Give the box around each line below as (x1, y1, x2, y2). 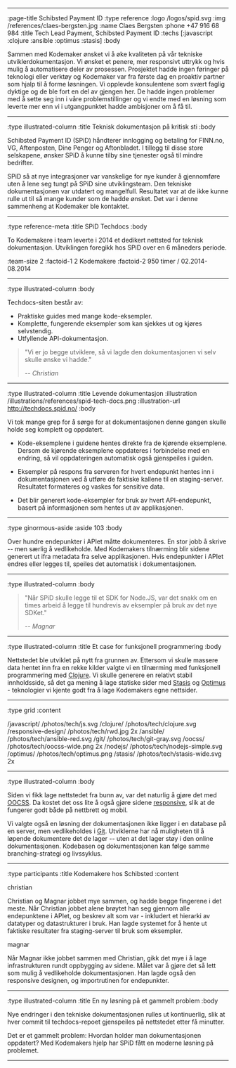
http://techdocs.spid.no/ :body (7, 404, 96, 412)
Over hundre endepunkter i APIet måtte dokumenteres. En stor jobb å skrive (7, 537, 227, 546)
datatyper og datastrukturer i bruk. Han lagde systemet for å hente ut (7, 919, 207, 927)
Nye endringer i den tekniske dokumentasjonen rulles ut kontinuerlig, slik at (7, 1010, 225, 1018)
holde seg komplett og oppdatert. (7, 425, 104, 433)
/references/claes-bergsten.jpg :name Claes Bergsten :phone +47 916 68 (7, 22, 220, 30)
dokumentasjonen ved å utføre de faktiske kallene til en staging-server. (17, 475, 223, 483)
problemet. (7, 1046, 39, 1055)
